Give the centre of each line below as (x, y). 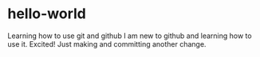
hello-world (47, 14)
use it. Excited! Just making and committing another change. (107, 44)
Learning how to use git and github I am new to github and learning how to (130, 36)
